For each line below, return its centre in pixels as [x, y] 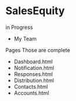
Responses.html [33, 74]
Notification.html [34, 68]
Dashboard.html [33, 61]
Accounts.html [31, 93]
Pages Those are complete [38, 50]
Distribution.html [34, 80]
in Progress [19, 27]
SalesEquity [35, 11]
